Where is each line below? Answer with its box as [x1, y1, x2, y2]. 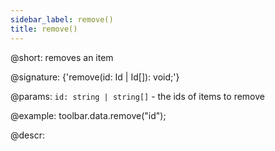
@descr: [10, 129, 45, 141]
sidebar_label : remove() [10, 14, 114, 25]
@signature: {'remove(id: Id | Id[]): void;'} [10, 71, 180, 83]
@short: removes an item [10, 51, 114, 63]
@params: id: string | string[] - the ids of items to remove [10, 90, 265, 102]
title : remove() [10, 24, 78, 34]
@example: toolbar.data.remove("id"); [10, 109, 167, 121]
